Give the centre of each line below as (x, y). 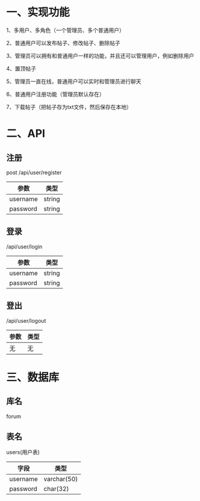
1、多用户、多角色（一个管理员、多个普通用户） (65, 30)
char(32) (56, 489)
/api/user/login (24, 246)
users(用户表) (23, 452)
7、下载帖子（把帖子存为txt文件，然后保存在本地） (69, 107)
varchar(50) (61, 479)
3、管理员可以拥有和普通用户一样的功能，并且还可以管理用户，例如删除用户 (100, 55)
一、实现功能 (38, 12)
